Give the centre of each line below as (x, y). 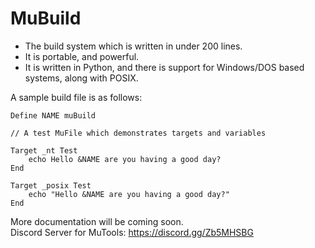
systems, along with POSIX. (81, 78)
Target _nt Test (44, 150)
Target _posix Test (51, 185)
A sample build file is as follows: (76, 97)
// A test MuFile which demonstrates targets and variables (138, 133)
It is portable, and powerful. (82, 56)
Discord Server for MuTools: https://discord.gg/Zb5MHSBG (132, 232)
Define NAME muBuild (53, 115)
